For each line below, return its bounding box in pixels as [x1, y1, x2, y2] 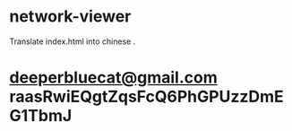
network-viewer [9, 6, 132, 27]
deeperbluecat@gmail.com [9, 67, 218, 88]
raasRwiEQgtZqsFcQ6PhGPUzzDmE [9, 87, 284, 107]
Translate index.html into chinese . [9, 36, 136, 47]
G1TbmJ [9, 106, 73, 127]
